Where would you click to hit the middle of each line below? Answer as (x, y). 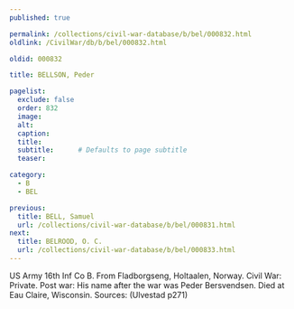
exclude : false (46, 100)
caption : (34, 133)
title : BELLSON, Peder (52, 75)
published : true (40, 18)
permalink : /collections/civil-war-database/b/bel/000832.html (131, 34)
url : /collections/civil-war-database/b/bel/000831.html (127, 225)
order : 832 (38, 108)
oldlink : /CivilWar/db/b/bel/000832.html (88, 42)
